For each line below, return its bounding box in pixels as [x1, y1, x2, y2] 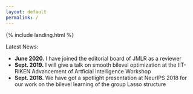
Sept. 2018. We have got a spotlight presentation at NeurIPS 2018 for [14, 74, 188, 81]
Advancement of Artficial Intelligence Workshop [31, 67, 151, 75]
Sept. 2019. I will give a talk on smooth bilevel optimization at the [14, 61, 177, 69]
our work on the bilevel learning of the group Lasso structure [14, 80, 166, 88]
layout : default [5, 8, 47, 15]
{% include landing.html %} [5, 31, 74, 38]
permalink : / [5, 15, 39, 21]
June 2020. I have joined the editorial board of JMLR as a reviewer [14, 55, 182, 62]
